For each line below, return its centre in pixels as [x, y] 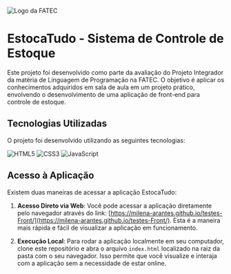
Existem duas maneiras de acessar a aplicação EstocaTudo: [92, 192]
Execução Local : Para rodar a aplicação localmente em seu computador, [120, 241]
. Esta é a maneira [195, 220]
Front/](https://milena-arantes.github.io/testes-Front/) [93, 220]
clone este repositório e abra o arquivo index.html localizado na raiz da [119, 248]
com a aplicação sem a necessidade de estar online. [92, 263]
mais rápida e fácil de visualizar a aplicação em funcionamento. [107, 228]
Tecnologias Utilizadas [57, 124]
